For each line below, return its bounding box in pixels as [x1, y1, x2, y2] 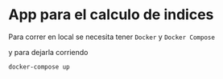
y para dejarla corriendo [8, 47, 89, 57]
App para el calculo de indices [8, 6, 214, 24]
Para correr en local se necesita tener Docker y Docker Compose [8, 32, 216, 41]
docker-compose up [8, 62, 70, 71]
